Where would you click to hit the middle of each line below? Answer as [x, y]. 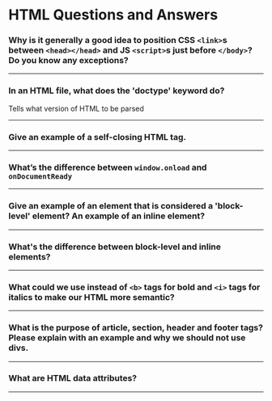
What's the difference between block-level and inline [115, 247]
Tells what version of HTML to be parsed [76, 108]
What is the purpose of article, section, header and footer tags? [136, 327]
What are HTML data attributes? [73, 378]
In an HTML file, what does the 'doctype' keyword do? [117, 91]
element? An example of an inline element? [118, 216]
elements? [30, 256]
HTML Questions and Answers [113, 15]
